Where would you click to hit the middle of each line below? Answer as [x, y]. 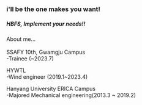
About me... [21, 39]
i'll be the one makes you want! [54, 9]
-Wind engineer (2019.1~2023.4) [47, 77]
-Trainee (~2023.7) [30, 58]
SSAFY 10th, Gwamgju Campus [46, 52]
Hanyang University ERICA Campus [51, 89]
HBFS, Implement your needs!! [46, 24]
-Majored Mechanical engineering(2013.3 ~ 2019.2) [71, 95]
